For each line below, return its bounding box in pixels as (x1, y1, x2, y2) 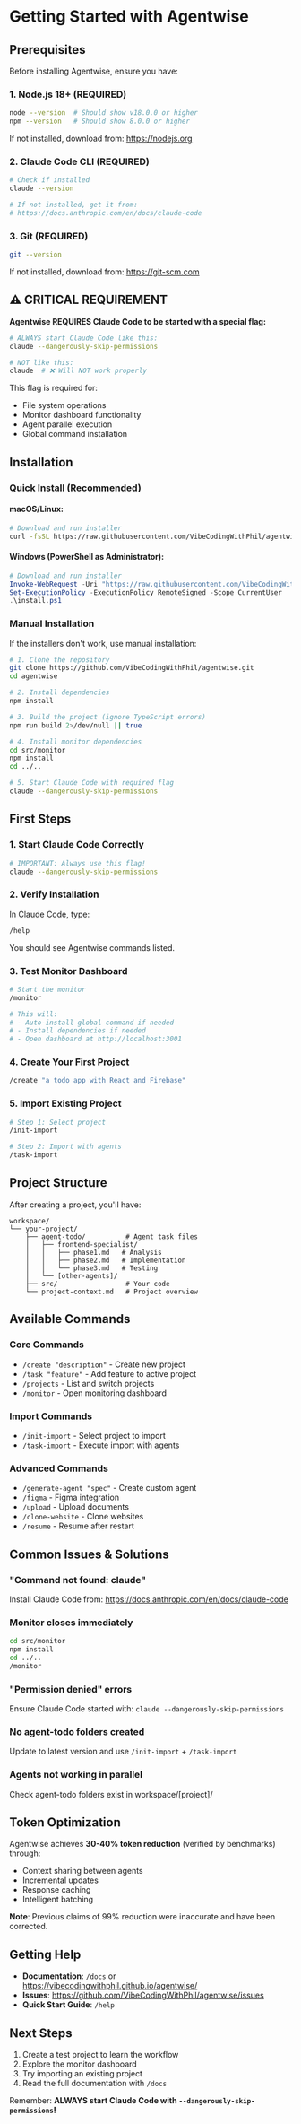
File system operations (21, 400, 107, 411)
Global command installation (21, 429, 128, 440)
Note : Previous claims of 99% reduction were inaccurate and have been (9, 1911, 276, 1922)
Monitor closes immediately (9, 1616, 133, 1629)
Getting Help (9, 1946, 82, 1962)
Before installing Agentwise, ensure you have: (9, 65, 179, 76)
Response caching (21, 1885, 91, 1895)
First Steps (9, 812, 72, 827)
